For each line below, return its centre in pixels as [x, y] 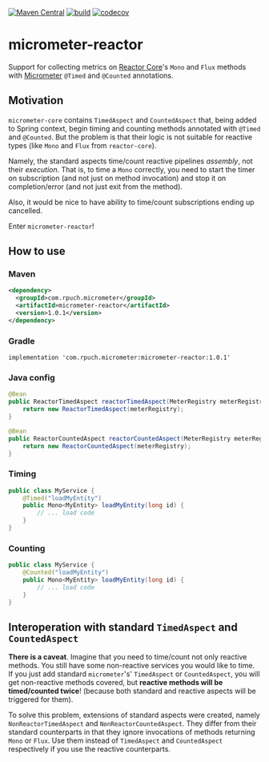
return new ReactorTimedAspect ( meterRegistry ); [103, 409]
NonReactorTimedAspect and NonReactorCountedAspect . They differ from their [132, 724]
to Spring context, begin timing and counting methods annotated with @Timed [134, 128]
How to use [37, 251]
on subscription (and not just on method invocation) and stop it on [117, 178]
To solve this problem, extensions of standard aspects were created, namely [134, 715]
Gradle [22, 341]
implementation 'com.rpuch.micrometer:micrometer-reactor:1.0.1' [119, 358]
